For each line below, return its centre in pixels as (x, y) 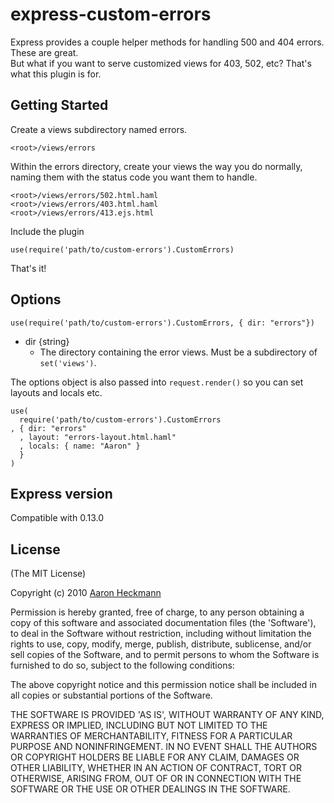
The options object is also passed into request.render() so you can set (157, 382)
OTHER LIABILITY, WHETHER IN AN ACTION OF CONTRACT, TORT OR (156, 768)
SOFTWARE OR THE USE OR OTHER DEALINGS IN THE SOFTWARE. (150, 789)
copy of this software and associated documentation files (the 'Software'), (163, 623)
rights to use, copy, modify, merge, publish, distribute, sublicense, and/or (161, 644)
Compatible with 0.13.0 (57, 518)
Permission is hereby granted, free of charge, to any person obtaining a (157, 612)
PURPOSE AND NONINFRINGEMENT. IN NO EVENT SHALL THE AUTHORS (164, 747)
